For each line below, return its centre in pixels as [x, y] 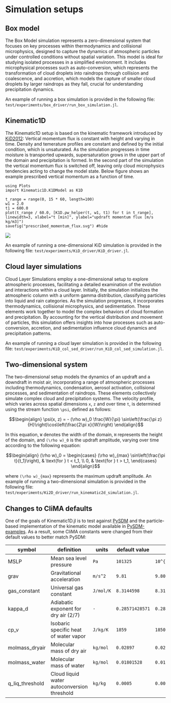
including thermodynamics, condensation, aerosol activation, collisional [80, 388]
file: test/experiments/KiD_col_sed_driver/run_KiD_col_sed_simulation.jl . [84, 348]
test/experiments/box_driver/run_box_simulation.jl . [62, 105]
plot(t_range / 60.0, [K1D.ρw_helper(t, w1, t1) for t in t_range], [79, 213]
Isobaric [60, 623]
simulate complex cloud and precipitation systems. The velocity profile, [80, 399]
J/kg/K [101, 630]
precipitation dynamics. [30, 89]
